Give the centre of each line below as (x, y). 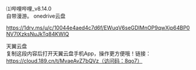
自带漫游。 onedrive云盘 (36, 16)
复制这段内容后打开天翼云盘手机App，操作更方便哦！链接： (78, 54)
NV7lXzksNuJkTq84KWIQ (38, 34)
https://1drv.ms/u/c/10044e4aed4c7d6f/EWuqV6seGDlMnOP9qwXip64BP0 (98, 28)
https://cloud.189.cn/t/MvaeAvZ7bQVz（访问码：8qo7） (74, 61)
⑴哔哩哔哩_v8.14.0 (29, 9)
